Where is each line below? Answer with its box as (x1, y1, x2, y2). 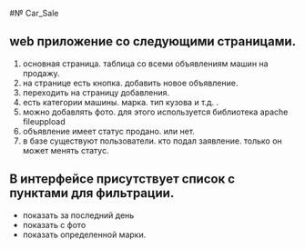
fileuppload (22, 115, 66, 126)
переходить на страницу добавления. (22, 86, 170, 98)
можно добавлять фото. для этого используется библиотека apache (22, 106, 289, 117)
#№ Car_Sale (9, 8, 59, 18)
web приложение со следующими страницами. (9, 34, 297, 49)
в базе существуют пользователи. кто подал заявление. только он (22, 135, 282, 146)
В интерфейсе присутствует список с (9, 172, 235, 187)
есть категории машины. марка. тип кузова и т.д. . (22, 96, 219, 107)
